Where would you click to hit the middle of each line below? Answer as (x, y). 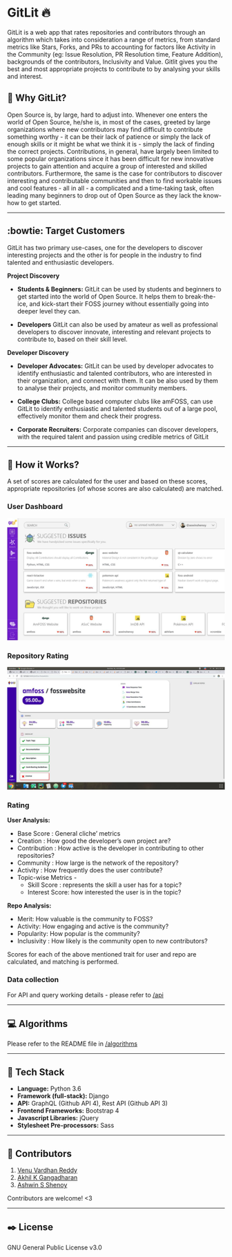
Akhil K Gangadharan (47, 1178)
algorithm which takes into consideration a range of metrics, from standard (114, 39)
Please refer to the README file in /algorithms (72, 1044)
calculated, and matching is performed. (63, 962)
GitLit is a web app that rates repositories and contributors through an (106, 32)
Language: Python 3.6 (49, 1088)
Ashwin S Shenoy (42, 1185)
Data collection (33, 980)
